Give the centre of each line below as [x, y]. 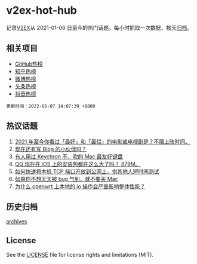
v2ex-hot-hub [42, 10]
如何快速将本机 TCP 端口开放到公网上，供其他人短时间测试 [87, 171]
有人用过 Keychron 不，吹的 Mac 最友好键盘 [69, 156]
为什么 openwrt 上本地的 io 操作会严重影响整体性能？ [80, 186]
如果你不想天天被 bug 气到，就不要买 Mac [66, 179]
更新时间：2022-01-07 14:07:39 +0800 [51, 106]
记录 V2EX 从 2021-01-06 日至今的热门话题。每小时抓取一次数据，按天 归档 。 [99, 27]
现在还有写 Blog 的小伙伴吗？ [51, 149]
